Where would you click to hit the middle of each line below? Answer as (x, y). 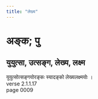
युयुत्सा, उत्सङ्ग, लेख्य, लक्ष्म (46, 63)
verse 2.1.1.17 (22, 84)
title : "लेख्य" (22, 11)
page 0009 (20, 90)
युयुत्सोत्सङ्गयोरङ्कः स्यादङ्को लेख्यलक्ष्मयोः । (50, 77)
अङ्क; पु (23, 40)
